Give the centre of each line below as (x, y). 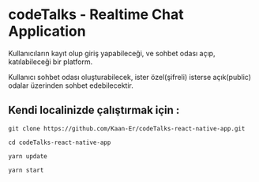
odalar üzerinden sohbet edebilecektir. (71, 85)
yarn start (26, 170)
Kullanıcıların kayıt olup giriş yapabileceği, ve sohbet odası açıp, (112, 53)
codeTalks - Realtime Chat (96, 15)
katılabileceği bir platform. (51, 62)
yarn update (28, 156)
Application (47, 31)
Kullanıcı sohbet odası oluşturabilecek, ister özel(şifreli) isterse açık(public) (129, 77)
